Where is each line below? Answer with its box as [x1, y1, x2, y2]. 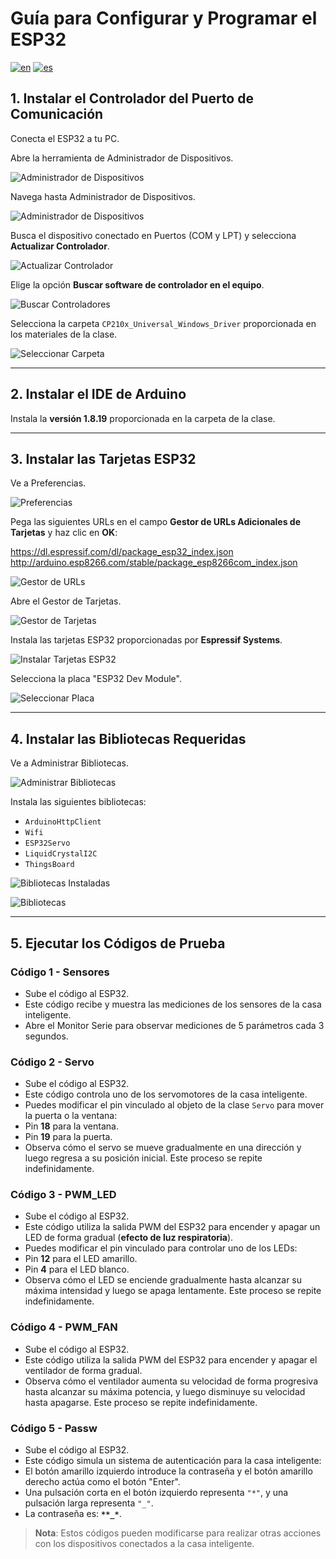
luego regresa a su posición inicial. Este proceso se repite [24, 1152, 263, 1164]
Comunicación [10, 106, 104, 123]
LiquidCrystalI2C [24, 849, 98, 859]
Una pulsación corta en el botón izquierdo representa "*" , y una [24, 1487, 289, 1499]
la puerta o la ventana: [24, 1110, 118, 1122]
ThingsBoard [24, 860, 75, 870]
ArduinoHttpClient [24, 817, 102, 827]
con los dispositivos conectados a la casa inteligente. [34, 1538, 255, 1550]
